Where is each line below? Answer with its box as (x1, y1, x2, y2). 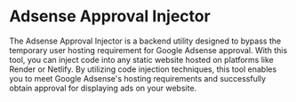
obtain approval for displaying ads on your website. (9, 82, 197, 93)
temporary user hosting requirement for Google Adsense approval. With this (9, 44, 288, 55)
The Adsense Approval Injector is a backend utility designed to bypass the (9, 35, 282, 46)
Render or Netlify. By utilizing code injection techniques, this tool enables (9, 64, 277, 75)
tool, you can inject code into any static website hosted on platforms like (9, 54, 274, 65)
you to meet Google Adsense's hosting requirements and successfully (9, 73, 267, 83)
